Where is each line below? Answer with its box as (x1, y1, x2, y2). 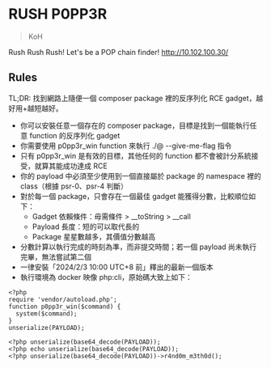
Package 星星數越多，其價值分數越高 (32, 231, 156, 241)
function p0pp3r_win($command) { (8, 302, 121, 311)
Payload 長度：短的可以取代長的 (32, 222, 140, 231)
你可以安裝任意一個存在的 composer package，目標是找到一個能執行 (19, 121, 250, 130)
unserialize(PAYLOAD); (8, 324, 85, 332)
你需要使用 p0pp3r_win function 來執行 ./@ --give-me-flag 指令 (19, 141, 232, 150)
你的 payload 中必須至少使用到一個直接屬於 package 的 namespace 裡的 (19, 171, 261, 180)
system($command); (15, 309, 78, 318)
